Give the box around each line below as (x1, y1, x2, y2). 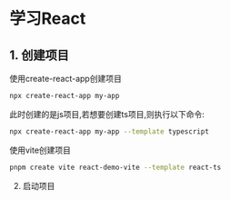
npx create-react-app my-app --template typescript (9, 126, 209, 136)
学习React (9, 8, 86, 29)
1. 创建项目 (9, 47, 70, 63)
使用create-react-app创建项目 (9, 74, 123, 84)
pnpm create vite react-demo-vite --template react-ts (9, 163, 222, 172)
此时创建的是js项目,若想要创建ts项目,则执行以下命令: (9, 108, 205, 119)
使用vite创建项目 (9, 145, 71, 155)
